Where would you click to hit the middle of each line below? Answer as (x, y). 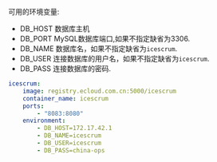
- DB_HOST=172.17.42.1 (75, 128)
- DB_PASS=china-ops (71, 150)
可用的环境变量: (34, 12)
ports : (34, 106)
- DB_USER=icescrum (69, 143)
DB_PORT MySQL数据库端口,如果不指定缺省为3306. (105, 39)
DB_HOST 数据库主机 (55, 29)
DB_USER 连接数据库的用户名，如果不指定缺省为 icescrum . (114, 59)
